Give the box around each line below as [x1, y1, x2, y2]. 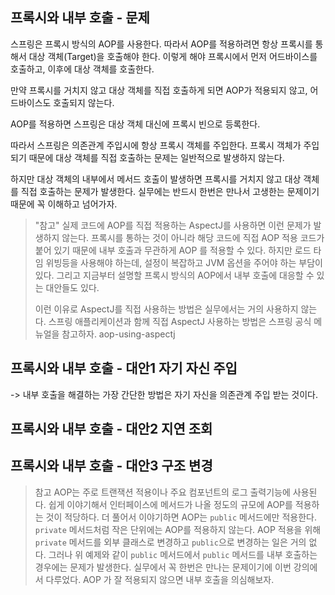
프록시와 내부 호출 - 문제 [10, 9, 150, 27]
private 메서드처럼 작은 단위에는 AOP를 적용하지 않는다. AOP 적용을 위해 [34, 523, 322, 535]
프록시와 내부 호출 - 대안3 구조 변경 [10, 458, 213, 475]
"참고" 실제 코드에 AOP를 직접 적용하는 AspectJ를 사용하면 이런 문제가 [34, 219, 312, 231]
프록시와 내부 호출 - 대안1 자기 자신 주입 [10, 360, 238, 377]
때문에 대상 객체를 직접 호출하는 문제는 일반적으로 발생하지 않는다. [28, 151, 285, 163]
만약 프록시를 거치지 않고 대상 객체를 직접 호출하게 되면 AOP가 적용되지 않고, [10, 84, 308, 96]
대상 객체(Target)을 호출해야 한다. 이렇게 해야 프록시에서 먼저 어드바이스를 [28, 50, 318, 62]
